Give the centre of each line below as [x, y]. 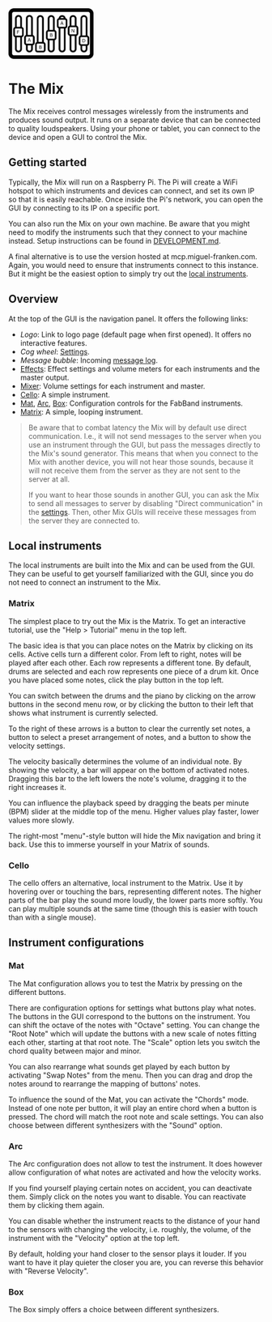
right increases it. [37, 787]
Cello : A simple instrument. [65, 394]
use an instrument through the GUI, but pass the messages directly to [144, 444]
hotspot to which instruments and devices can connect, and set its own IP [132, 190]
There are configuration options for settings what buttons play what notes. [132, 1008]
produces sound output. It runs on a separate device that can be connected [134, 120]
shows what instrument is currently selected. [83, 712]
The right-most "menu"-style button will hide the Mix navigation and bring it [135, 835]
